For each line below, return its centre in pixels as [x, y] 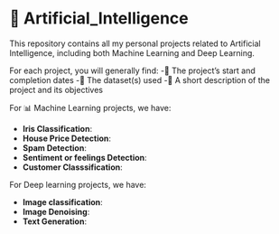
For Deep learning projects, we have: [78, 184]
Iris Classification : [57, 128]
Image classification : [63, 201]
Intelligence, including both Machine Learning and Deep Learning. [132, 52]
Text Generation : [55, 221]
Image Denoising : [56, 211]
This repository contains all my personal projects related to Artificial [135, 43]
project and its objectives [56, 89]
